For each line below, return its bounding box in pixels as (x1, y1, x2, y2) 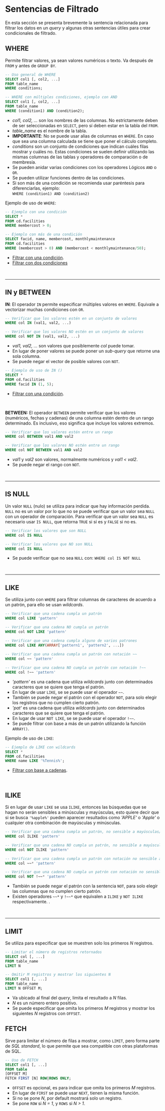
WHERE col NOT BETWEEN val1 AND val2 (5, 448, 82, 453)
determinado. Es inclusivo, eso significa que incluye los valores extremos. (5, 420, 155, 426)
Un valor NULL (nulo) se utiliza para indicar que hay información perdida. (5, 503, 151, 509)
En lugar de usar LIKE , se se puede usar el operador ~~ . (12, 689, 124, 695)
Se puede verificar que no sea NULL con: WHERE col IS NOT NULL (12, 555, 141, 561)
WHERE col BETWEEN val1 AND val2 (5, 434, 74, 439)
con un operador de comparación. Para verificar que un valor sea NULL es (5, 513, 154, 519)
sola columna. (12, 353, 41, 359)
